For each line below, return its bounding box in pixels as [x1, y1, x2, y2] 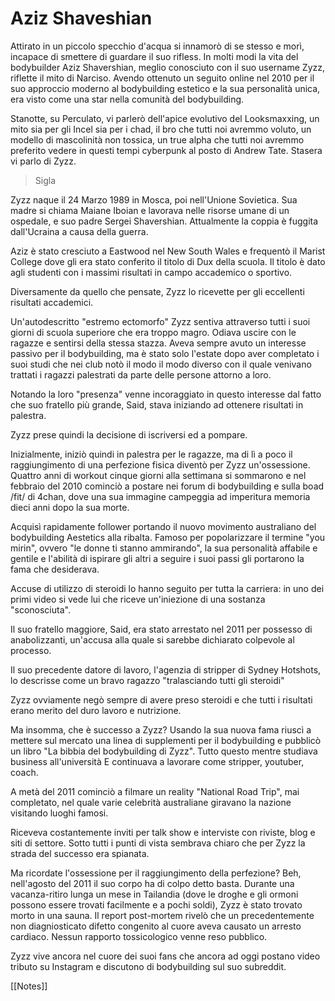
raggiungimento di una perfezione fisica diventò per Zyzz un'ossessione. [10, 458, 311, 471]
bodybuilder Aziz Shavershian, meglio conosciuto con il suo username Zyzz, [10, 61, 325, 73]
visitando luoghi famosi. [10, 807, 109, 819]
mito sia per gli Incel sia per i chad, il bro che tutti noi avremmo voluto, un [10, 123, 312, 135]
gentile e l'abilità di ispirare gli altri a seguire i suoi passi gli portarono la [10, 552, 305, 564]
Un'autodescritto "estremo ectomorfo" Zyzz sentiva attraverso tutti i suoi [10, 315, 311, 327]
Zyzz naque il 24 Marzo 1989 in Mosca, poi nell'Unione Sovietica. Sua [10, 193, 298, 206]
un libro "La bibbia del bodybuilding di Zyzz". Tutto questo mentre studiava [10, 745, 318, 757]
